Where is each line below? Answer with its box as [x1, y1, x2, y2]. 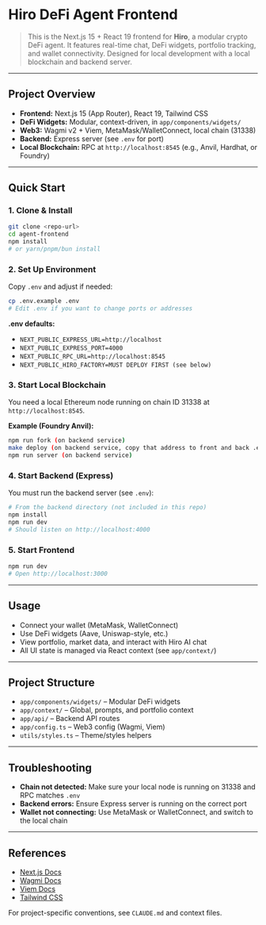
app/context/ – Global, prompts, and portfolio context [19, 705, 194, 715]
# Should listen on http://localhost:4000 [8, 525, 150, 533]
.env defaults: [8, 319, 55, 328]
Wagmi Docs [19, 876, 62, 885]
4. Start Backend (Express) [8, 470, 114, 481]
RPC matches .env [19, 791, 81, 800]
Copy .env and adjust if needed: [8, 282, 113, 291]
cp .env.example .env [8, 297, 80, 305]
